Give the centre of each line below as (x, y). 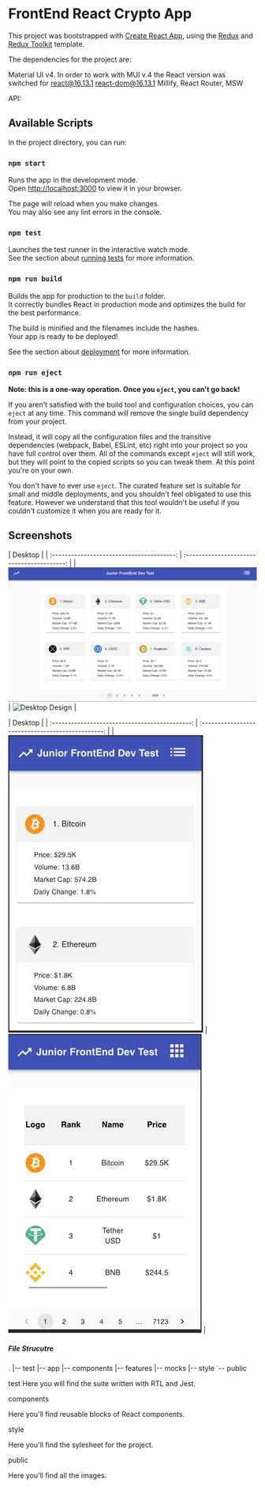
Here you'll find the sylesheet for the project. (81, 1445)
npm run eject (35, 373)
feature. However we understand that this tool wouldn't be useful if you (124, 502)
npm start (27, 163)
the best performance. (45, 312)
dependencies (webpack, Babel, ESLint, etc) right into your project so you (128, 445)
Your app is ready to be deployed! (63, 336)
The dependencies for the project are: (70, 59)
